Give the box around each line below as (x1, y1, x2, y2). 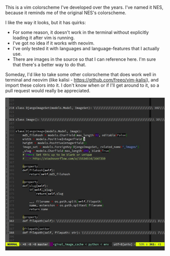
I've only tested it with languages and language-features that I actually (12, 46, 159, 51)
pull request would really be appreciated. (5, 88, 91, 93)
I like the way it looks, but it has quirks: (5, 20, 86, 25)
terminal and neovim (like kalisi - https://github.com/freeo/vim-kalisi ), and (5, 77, 159, 83)
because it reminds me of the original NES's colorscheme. (5, 10, 126, 16)
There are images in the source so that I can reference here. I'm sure (12, 56, 156, 62)
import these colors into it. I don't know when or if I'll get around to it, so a (5, 82, 159, 88)
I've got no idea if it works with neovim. (12, 40, 95, 46)
